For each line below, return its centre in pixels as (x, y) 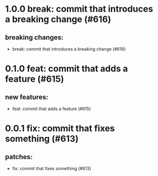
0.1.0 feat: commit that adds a (67, 69)
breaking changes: (34, 37)
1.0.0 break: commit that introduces (79, 9)
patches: (19, 157)
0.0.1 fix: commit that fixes (60, 128)
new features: (27, 97)
